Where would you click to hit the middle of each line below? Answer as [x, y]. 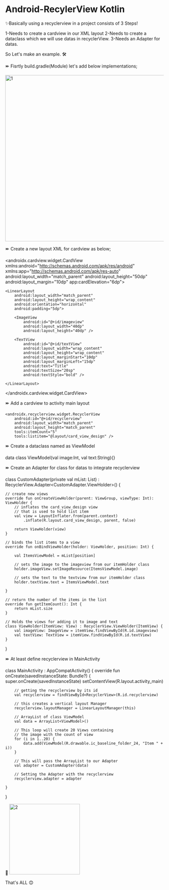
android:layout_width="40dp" [54, 326]
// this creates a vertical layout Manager [61, 704]
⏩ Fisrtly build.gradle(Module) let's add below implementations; [71, 66]
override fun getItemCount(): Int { [44, 604]
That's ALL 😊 [19, 882]
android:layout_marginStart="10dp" [61, 357]
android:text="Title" [46, 366]
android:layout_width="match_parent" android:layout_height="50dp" [76, 276]
